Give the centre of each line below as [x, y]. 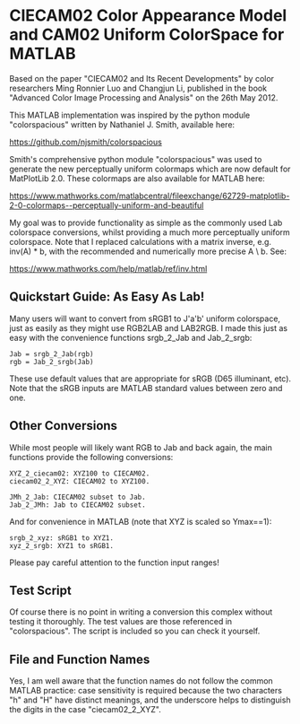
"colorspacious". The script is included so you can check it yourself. [135, 631]
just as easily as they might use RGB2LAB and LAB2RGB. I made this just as [149, 327]
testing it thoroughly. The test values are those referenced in [121, 622]
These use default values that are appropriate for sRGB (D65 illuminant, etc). [150, 379]
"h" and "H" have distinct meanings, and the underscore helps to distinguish [150, 700]
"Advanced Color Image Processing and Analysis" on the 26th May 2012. [144, 97]
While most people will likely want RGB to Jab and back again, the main [141, 447]
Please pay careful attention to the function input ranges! [114, 563]
